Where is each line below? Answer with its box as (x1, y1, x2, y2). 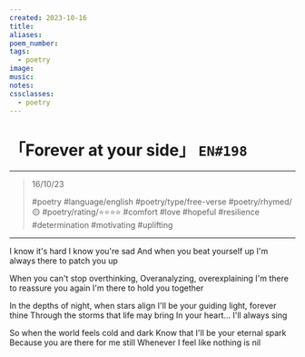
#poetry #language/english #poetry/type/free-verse (31, 196, 227, 207)
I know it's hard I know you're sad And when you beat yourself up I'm (9, 246, 269, 257)
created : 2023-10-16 (9, 13, 88, 23)
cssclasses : (9, 89, 54, 98)
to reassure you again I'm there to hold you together (9, 283, 204, 293)
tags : (9, 47, 30, 56)
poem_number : (9, 38, 59, 48)
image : (9, 64, 34, 74)
